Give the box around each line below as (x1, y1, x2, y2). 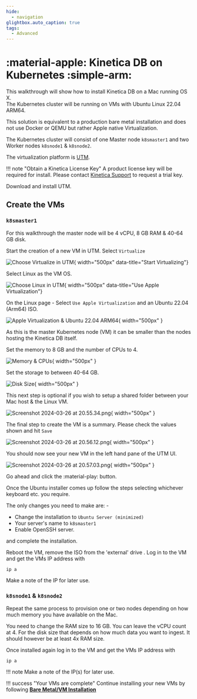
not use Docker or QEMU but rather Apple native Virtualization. (6, 124, 159, 132)
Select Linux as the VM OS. (6, 270, 72, 277)
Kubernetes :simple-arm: (6, 68, 132, 82)
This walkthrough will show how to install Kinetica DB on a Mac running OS (6, 88, 188, 95)
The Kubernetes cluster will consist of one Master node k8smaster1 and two (6, 136, 189, 143)
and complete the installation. (6, 537, 78, 544)
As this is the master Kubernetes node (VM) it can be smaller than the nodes (6, 328, 191, 335)
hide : (6, 8, 19, 15)
